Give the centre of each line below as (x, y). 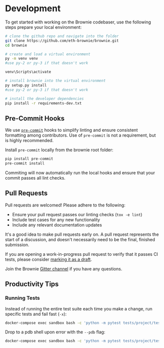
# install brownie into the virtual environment (55, 81)
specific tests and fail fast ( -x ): (36, 314)
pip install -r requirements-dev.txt (43, 103)
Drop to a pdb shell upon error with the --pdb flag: (55, 332)
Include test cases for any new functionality (56, 220)
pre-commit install (25, 164)
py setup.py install (26, 85)
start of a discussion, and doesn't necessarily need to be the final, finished (80, 239)
